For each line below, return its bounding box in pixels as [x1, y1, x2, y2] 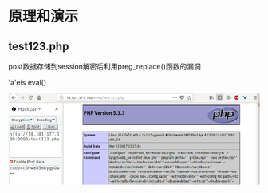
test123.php [8, 39, 69, 53]
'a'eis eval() [8, 77, 47, 87]
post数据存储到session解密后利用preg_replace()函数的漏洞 [8, 61, 201, 71]
